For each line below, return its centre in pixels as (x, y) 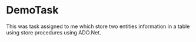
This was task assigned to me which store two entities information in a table (98, 26)
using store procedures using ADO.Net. (54, 32)
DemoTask (32, 10)
